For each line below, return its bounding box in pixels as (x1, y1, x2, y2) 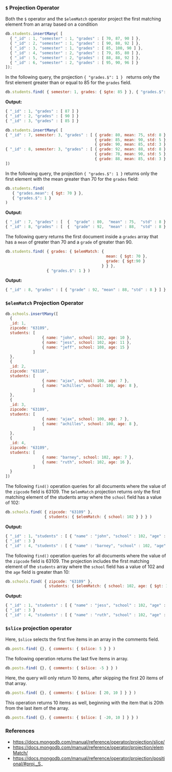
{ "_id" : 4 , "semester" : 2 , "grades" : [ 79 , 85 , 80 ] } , (10, 50, 141, 56)
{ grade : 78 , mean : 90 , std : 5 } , (94, 151, 168, 157)
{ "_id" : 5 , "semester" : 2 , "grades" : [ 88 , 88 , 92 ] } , (10, 55, 141, 60)
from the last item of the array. (5, 705, 70, 711)
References (5, 727, 35, 734)
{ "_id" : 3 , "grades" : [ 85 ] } (5, 118, 79, 124)
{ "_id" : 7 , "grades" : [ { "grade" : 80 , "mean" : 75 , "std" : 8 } (5, 219, 166, 225)
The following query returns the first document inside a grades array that (5, 234, 158, 240)
